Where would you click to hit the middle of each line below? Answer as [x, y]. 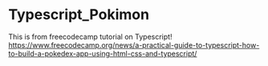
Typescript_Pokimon [79, 15]
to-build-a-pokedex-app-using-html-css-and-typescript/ [103, 53]
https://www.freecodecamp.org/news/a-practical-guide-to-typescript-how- [134, 45]
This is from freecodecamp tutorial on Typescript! [90, 37]
